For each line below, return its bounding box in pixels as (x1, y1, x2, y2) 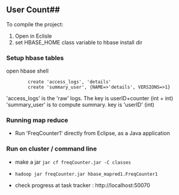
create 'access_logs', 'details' (28, 79, 112, 85)
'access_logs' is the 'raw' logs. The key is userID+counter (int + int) (6, 95, 174, 102)
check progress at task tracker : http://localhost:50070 (14, 181, 150, 188)
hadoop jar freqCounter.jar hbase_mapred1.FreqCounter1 (14, 171, 158, 177)
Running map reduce (6, 116, 68, 125)
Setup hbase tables (6, 53, 64, 62)
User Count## (6, 5, 60, 15)
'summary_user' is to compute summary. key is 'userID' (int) (6, 101, 155, 109)
